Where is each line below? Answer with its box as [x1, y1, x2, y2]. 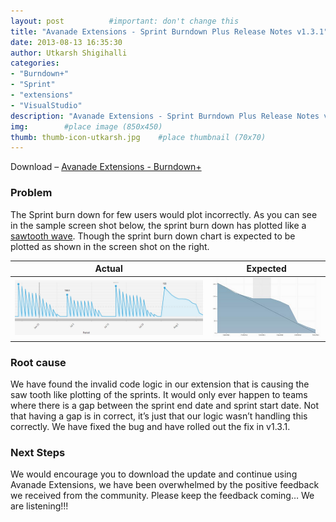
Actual [94, 263, 123, 275]
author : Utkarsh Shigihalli [10, 48, 128, 58]
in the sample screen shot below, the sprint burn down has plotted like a [10, 219, 307, 231]
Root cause [10, 355, 67, 369]
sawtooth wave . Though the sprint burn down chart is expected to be [10, 230, 296, 242]
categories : [10, 58, 60, 69]
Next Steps [10, 445, 66, 459]
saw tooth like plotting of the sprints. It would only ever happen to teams [10, 389, 308, 401]
